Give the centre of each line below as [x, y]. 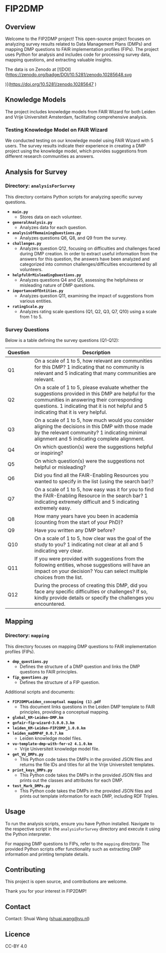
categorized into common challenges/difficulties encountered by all [88, 264]
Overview [21, 27]
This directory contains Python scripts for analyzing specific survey [74, 196]
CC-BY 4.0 [16, 946]
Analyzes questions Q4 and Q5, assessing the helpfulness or [82, 280]
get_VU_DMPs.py [28, 754]
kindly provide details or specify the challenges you [94, 598]
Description [96, 353]
